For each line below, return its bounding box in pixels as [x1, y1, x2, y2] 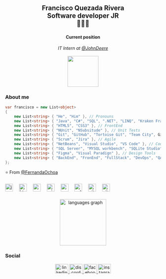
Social [5, 252, 21, 259]
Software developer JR [47, 12, 119, 20]
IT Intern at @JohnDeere [58, 45, 108, 51]
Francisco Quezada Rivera [41, 4, 124, 12]
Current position [66, 34, 100, 40]
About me [5, 93, 30, 100]
